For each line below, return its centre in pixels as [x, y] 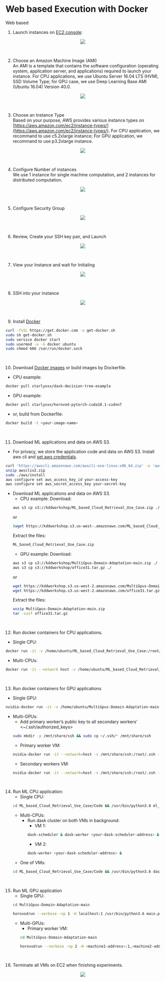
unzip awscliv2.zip [25, 470]
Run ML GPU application [37, 890]
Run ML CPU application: [38, 792]
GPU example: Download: [46, 554]
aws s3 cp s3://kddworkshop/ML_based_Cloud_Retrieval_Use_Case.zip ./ [86, 508]
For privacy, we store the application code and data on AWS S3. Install [83, 451]
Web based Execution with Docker [77, 9]
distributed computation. [37, 180]
